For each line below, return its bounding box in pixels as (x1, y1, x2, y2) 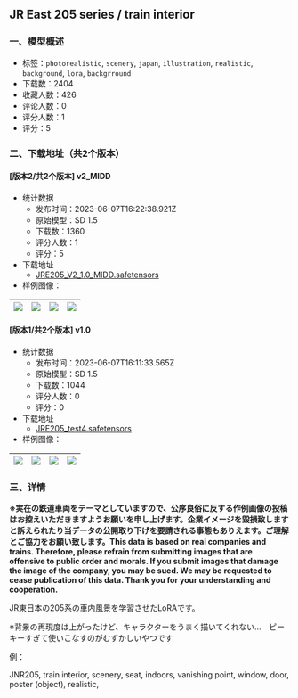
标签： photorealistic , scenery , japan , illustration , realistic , (21, 57, 254, 68)
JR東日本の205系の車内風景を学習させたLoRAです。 (9, 603, 200, 613)
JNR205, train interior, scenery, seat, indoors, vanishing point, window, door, (9, 669, 289, 680)
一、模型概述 (9, 36, 65, 48)
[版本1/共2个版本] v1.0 (9, 324, 92, 335)
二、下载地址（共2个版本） (9, 147, 125, 160)
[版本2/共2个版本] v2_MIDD (9, 171, 111, 182)
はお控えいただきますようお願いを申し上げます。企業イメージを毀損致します (9, 514, 289, 525)
